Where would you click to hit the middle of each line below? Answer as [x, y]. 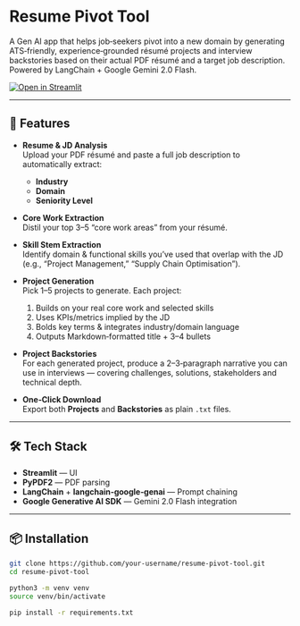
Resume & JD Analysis [65, 145]
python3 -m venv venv [50, 588]
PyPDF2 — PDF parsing [66, 482]
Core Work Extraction [63, 217]
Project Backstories [59, 353]
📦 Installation [49, 538]
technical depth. [52, 382]
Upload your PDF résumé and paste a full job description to [131, 155]
